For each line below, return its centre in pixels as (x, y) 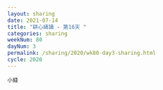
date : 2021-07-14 (33, 20)
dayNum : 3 (22, 46)
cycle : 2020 (25, 60)
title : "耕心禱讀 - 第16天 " (47, 27)
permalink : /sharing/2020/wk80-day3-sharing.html (82, 53)
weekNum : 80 (25, 40)
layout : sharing (31, 14)
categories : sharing (38, 33)
